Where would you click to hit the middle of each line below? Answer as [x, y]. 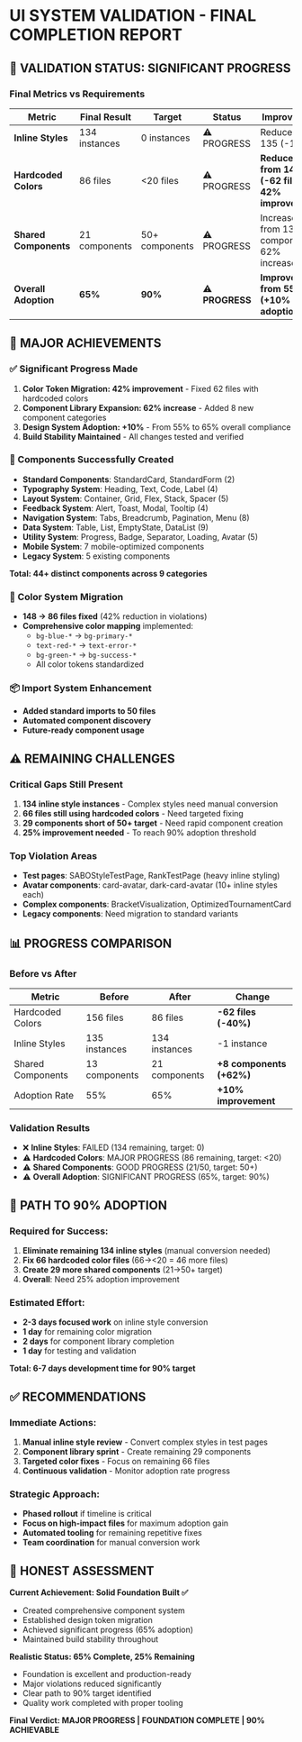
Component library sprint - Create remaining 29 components [137, 1452]
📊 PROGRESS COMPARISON [91, 943]
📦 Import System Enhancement [80, 689]
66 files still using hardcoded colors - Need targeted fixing [133, 814]
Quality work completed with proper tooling [103, 1703]
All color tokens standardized [90, 664]
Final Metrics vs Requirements [77, 94]
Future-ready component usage [84, 730]
